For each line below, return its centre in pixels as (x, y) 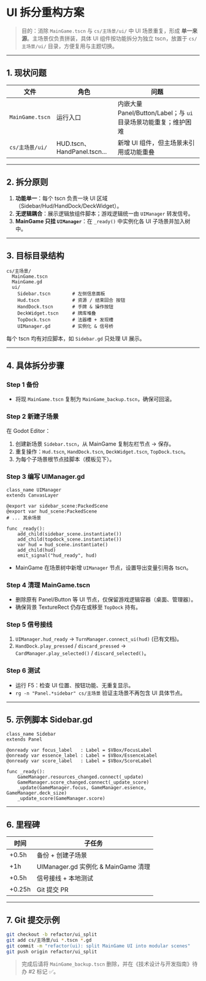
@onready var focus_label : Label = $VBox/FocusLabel (79, 750)
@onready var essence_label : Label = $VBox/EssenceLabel (82, 756)
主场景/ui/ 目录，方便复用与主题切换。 (70, 46)
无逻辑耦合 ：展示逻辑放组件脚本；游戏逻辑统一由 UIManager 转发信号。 (105, 213)
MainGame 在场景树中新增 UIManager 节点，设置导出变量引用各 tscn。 (103, 567)
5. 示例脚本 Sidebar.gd (50, 720)
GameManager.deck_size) (37, 793)
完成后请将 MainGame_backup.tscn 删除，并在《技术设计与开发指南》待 (109, 964)
